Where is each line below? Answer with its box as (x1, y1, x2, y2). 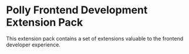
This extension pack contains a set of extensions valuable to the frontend (6, 35, 184, 42)
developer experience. (6, 41, 60, 48)
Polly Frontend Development (6, 3, 148, 17)
